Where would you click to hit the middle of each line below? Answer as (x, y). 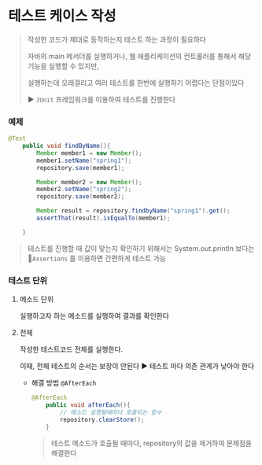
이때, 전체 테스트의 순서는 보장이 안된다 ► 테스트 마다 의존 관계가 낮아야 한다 (137, 366)
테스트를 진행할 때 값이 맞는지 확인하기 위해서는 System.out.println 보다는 (141, 248)
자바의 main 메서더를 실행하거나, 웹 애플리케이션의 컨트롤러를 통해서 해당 (139, 56)
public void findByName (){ (66, 146)
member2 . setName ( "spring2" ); (84, 190)
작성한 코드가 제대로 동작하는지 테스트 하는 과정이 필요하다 (117, 39)
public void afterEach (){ (89, 405)
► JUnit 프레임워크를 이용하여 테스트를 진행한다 (101, 99)
